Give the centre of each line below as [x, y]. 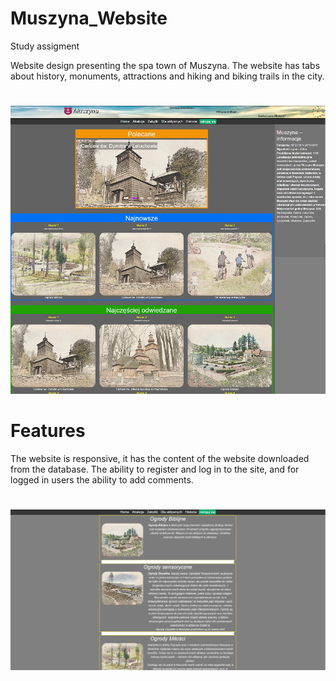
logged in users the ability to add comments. [102, 480]
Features [48, 431]
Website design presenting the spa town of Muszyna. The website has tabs [165, 65]
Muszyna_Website [89, 18]
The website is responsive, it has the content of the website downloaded [160, 459]
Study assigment [45, 46]
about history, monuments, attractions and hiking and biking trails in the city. [167, 76]
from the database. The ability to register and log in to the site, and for [155, 469]
